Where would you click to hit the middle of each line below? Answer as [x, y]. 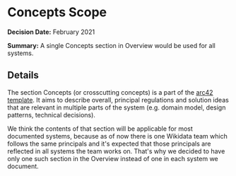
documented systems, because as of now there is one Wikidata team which [117, 136]
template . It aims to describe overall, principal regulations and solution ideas [118, 100]
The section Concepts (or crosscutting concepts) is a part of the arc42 [110, 92]
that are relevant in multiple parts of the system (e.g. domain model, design [117, 107]
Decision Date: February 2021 [51, 32]
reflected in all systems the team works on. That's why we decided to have [116, 151]
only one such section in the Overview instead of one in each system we [113, 158]
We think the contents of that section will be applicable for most [100, 129]
